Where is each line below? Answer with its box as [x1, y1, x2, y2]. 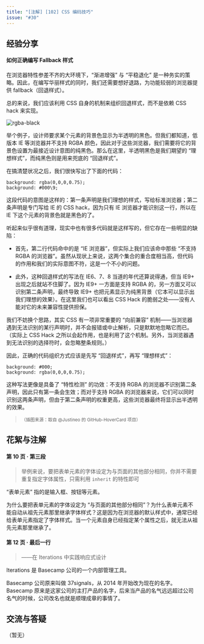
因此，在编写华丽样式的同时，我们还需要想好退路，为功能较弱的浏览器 [16, 79, 192, 86]
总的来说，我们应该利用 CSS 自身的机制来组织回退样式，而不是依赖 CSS [6, 100, 187, 107]
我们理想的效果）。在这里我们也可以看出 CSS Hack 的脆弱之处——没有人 [15, 296, 195, 303]
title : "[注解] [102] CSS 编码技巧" [6, 9, 93, 15]
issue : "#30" [6, 15, 39, 21]
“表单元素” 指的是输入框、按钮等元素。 [6, 488, 103, 495]
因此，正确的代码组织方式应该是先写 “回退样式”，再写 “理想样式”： [6, 352, 173, 359]
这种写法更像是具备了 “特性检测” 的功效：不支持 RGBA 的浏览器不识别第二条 [6, 381, 197, 388]
